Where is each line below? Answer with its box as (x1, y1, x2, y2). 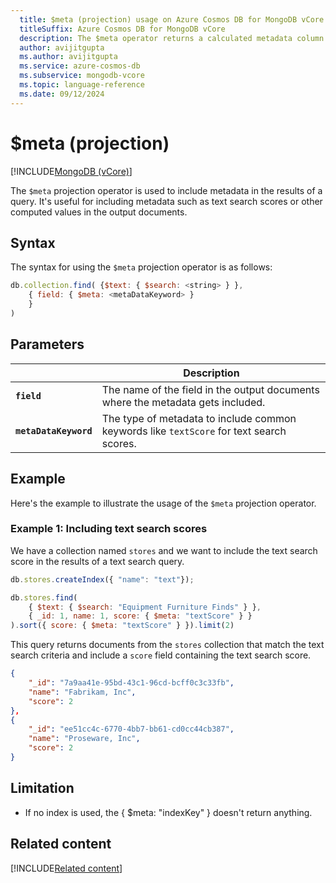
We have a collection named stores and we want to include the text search (10, 544, 318, 556)
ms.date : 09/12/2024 (19, 89, 105, 99)
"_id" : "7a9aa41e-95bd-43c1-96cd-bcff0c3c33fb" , (28, 678, 235, 688)
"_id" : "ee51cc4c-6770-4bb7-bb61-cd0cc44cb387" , (28, 724, 235, 735)
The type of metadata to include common (101, 411, 297, 425)
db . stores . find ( (10, 592, 78, 603)
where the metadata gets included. (101, 395, 266, 409)
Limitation (10, 780, 75, 797)
